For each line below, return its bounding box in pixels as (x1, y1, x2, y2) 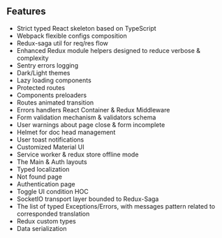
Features (6, 6, 46, 17)
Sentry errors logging (16, 61, 78, 69)
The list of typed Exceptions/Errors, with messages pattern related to (16, 202, 216, 210)
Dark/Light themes (16, 68, 71, 77)
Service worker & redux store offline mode (16, 150, 139, 158)
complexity (16, 54, 50, 62)
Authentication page (16, 179, 75, 188)
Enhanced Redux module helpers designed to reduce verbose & (16, 46, 200, 54)
